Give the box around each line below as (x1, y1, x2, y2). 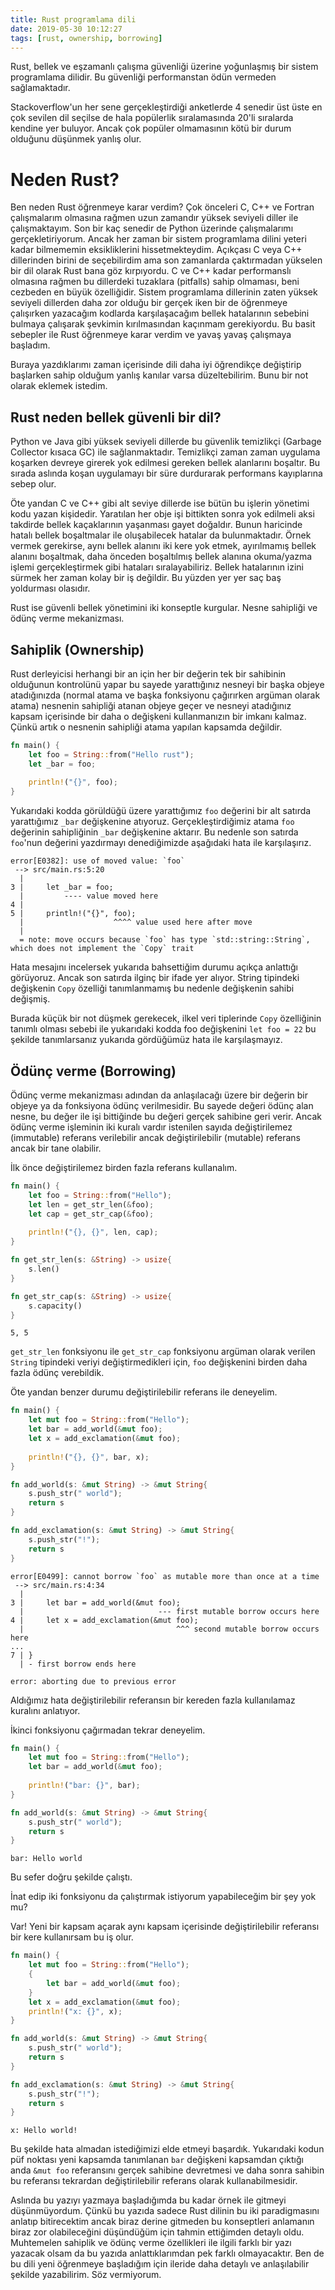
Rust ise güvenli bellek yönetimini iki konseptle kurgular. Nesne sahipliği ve (10, 602, 318, 614)
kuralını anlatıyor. (10, 1704, 81, 1716)
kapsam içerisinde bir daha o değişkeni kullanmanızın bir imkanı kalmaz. (10, 710, 307, 722)
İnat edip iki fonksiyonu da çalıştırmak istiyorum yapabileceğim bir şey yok (10, 1891, 317, 1903)
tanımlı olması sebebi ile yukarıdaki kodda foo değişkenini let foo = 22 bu (10, 1023, 317, 1035)
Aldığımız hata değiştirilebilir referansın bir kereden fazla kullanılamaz (10, 1694, 296, 1706)
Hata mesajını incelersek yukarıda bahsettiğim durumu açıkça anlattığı (10, 961, 298, 973)
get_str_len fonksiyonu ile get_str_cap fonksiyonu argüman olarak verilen (10, 1346, 316, 1358)
